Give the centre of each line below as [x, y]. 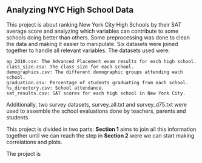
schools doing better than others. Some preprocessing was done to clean [98, 37]
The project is [24, 153]
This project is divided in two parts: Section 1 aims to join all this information [101, 129]
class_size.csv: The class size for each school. [70, 67]
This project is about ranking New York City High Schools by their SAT [94, 24]
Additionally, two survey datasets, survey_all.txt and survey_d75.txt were [96, 104]
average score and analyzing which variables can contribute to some [93, 31]
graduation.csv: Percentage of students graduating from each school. [97, 82]
